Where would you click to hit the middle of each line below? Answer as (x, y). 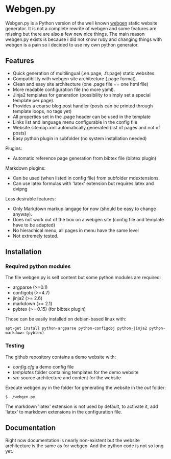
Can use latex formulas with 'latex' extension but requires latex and (83, 183)
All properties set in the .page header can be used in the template (82, 117)
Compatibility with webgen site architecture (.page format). (75, 78)
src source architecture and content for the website (67, 377)
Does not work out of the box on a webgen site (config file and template (88, 219)
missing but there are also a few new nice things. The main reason (75, 34)
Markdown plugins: (26, 168)
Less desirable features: (31, 199)
